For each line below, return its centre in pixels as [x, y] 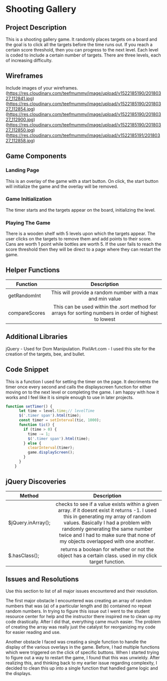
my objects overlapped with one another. [107, 541]
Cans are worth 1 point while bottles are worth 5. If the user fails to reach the [83, 244]
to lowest [105, 319]
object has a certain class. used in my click [107, 555]
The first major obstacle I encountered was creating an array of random [79, 601]
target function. [107, 562]
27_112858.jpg [20, 140]
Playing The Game [28, 223]
